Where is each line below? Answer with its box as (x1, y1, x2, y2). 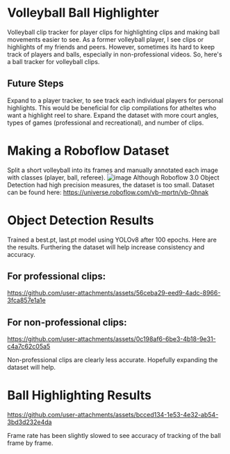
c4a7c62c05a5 (7, 343, 51, 351)
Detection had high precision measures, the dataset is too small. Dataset (7, 180, 215, 189)
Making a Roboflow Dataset (7, 143, 170, 158)
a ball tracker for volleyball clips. (7, 57, 100, 65)
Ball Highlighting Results (7, 388, 151, 403)
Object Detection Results (7, 212, 154, 228)
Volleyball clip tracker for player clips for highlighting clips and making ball (7, 28, 220, 36)
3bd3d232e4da (7, 418, 52, 426)
